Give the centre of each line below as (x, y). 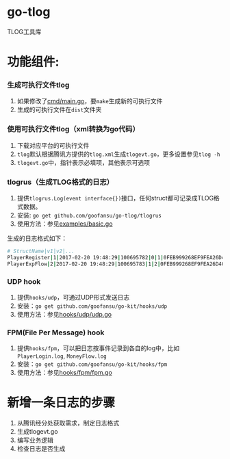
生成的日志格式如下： (37, 238)
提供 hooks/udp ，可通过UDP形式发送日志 (73, 297)
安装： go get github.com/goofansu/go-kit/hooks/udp (92, 306)
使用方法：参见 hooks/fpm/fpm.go (65, 373)
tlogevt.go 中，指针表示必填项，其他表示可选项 (84, 162)
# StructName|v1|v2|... (41, 251)
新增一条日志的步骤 (61, 403)
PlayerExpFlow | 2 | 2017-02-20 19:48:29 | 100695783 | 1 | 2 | (84, 264)
